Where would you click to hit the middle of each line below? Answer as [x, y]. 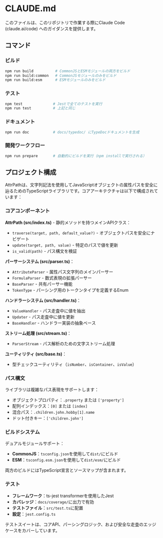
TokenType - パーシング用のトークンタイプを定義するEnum [70, 290]
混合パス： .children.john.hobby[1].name [53, 412]
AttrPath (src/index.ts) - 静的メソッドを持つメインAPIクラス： [68, 223]
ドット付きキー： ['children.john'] [48, 418]
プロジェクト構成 [31, 173]
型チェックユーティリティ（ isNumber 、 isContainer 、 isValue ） [74, 364]
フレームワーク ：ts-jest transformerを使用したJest [63, 496]
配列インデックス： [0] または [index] [50, 406]
